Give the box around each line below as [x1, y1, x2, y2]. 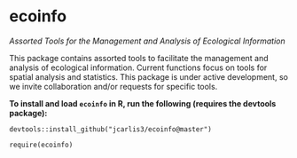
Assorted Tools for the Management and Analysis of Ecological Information [9, 36, 285, 46]
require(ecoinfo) [9, 140, 74, 149]
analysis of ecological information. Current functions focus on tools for [9, 62, 268, 73]
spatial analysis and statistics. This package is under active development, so [9, 71, 288, 82]
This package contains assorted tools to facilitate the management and [9, 52, 269, 63]
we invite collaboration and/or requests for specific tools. [9, 81, 218, 91]
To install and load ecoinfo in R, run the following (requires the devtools [9, 98, 277, 108]
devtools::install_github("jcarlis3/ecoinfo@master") [9, 124, 213, 134]
